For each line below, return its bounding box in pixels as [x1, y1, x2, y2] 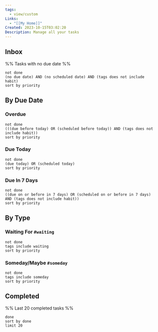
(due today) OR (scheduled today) [5, 161, 75, 166]
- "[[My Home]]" [9, 20, 42, 26]
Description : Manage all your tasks [5, 30, 79, 35]
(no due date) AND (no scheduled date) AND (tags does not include [5, 74, 145, 79]
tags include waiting [5, 244, 49, 249]
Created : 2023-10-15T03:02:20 [5, 25, 67, 30]
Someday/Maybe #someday [5, 259, 68, 266]
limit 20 [5, 323, 23, 328]
